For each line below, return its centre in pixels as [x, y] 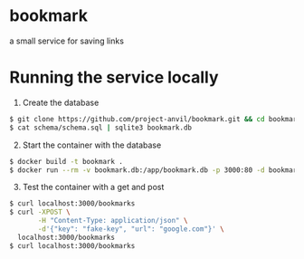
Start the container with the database [92, 145]
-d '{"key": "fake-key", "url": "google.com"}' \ [131, 229]
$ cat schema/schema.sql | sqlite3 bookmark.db [101, 128]
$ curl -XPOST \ [40, 212]
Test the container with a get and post [93, 187]
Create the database [61, 102]
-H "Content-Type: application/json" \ [113, 221]
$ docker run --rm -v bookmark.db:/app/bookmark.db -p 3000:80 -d [137, 170]
